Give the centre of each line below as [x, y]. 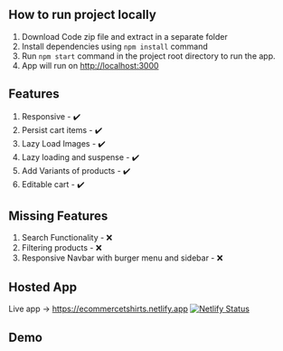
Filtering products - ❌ [61, 248]
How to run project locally [83, 15]
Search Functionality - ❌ [67, 238]
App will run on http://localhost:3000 [90, 65]
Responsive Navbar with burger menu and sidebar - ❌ [122, 258]
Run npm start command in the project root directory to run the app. [149, 56]
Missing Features [58, 216]
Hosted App [43, 287]
